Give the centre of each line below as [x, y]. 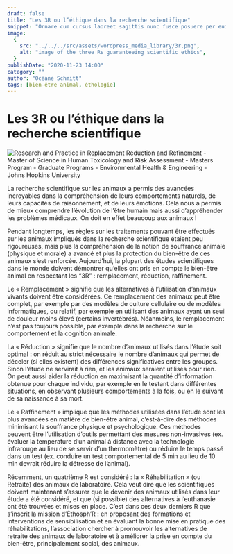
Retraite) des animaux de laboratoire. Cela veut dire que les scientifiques [111, 485]
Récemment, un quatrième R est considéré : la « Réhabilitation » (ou [104, 477]
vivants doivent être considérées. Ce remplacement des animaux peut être [114, 296]
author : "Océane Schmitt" [44, 78]
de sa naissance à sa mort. [46, 398]
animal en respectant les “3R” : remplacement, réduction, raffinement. [107, 276]
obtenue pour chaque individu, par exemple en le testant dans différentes [112, 384]
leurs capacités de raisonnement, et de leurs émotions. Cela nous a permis [114, 203]
